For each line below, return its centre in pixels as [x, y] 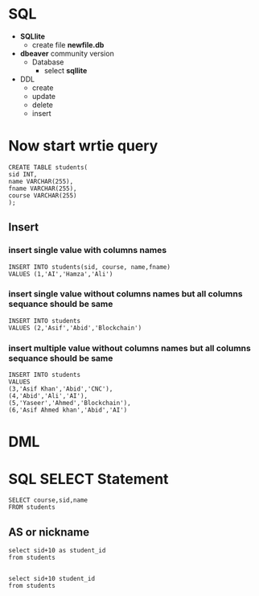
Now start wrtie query [83, 146]
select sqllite [66, 70]
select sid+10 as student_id [57, 551]
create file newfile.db [68, 44]
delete [43, 105]
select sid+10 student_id [51, 579]
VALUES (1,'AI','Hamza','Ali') [61, 274]
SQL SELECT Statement [88, 479]
